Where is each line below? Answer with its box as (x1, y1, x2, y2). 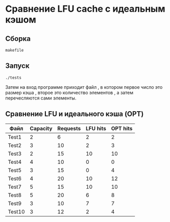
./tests (5, 75, 22, 80)
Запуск (5, 62, 30, 70)
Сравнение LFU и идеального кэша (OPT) (5, 110, 144, 118)
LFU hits (86, 125, 106, 132)
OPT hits (111, 125, 133, 132)
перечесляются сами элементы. (5, 95, 77, 101)
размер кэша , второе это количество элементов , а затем (5, 89, 134, 95)
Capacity (30, 125, 53, 132)
